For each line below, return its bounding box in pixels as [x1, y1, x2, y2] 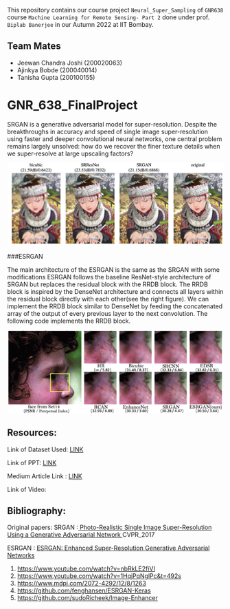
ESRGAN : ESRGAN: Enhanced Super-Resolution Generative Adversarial [7, 544, 210, 553]
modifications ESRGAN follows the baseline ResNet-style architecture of [7, 273, 211, 281]
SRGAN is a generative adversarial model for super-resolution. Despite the [7, 120, 218, 128]
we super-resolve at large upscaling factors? [7, 149, 134, 158]
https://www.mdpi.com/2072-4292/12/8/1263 [16, 579, 146, 588]
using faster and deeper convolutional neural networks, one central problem [7, 134, 222, 143]
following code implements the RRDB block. [7, 317, 131, 325]
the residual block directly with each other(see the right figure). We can [7, 295, 209, 303]
